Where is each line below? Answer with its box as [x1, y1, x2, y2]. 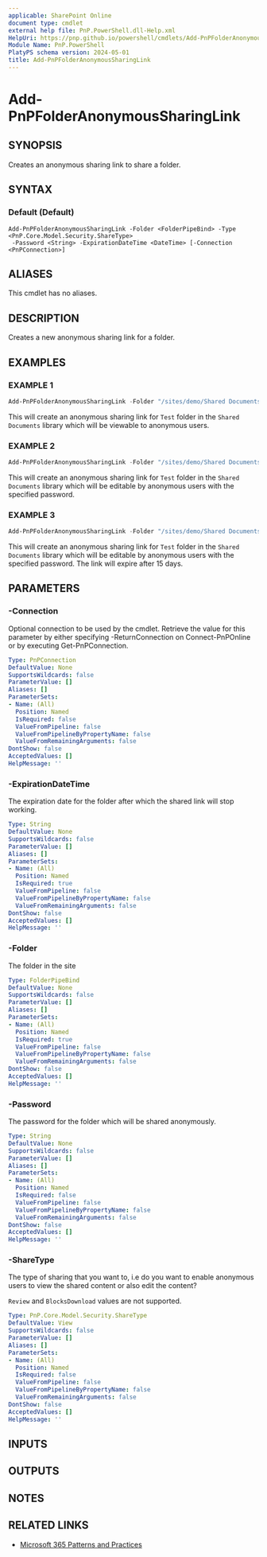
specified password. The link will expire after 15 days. [8, 559, 184, 569]
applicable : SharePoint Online [8, 11, 112, 20]
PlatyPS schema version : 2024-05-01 [8, 49, 130, 56]
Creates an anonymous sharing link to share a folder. [8, 160, 181, 169]
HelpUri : [8, 33, 37, 42]
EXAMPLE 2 [8, 440, 56, 451]
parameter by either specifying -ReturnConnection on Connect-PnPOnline [8, 632, 251, 641]
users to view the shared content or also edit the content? [8, 1281, 197, 1290]
